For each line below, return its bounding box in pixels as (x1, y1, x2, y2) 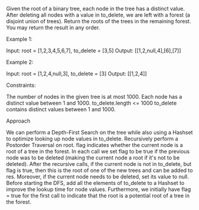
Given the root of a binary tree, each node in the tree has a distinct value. (6, 5, 185, 12)
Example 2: (6, 59, 34, 65)
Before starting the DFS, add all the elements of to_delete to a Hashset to (6, 180, 185, 186)
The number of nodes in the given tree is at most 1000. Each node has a (6, 93, 182, 100)
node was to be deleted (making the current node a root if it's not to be (6, 154, 180, 161)
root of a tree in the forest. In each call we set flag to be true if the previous (6, 148, 190, 155)
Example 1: (6, 36, 33, 42)
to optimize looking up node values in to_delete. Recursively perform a (6, 135, 178, 142)
